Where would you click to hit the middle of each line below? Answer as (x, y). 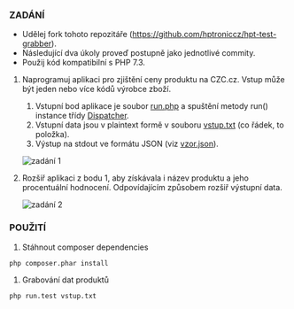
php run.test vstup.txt (53, 296)
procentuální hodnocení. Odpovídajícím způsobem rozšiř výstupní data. (152, 188)
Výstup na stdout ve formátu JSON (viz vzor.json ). (127, 144)
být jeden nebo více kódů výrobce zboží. (96, 89)
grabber (37, 43)
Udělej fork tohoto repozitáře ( (77, 35)
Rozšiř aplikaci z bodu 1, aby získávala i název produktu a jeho (135, 178)
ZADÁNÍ (27, 15)
